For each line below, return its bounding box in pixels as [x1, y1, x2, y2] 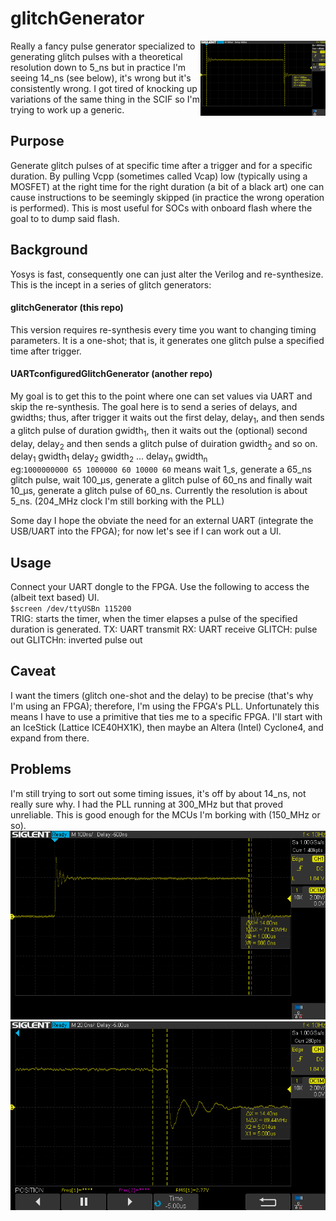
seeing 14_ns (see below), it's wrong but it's [10, 72, 192, 84]
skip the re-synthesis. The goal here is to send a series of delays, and [10, 400, 298, 412]
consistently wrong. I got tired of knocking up [10, 82, 198, 94]
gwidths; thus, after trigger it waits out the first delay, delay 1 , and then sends [10, 411, 325, 426]
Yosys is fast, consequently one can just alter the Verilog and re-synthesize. [10, 268, 324, 280]
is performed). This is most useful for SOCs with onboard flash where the [10, 202, 313, 214]
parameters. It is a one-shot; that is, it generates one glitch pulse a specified [10, 334, 325, 346]
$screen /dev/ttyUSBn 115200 [10, 603, 132, 614]
